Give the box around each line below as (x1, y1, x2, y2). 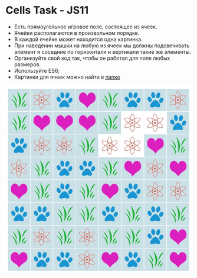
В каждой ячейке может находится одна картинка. (14, 35, 143, 43)
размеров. (14, 60, 41, 68)
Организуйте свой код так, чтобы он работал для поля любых (14, 54, 170, 62)
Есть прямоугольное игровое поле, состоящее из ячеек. (14, 23, 157, 30)
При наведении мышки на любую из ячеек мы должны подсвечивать (14, 42, 190, 49)
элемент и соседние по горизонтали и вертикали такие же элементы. (14, 48, 191, 55)
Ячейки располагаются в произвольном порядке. (14, 29, 140, 36)
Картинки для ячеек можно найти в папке (14, 73, 120, 80)
